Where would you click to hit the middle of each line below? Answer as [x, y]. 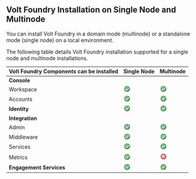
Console [19, 80]
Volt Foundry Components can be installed [64, 71]
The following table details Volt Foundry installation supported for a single [97, 52]
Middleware [23, 137]
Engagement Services [37, 167]
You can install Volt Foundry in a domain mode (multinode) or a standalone [98, 34]
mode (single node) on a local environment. [60, 40]
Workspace [23, 89]
